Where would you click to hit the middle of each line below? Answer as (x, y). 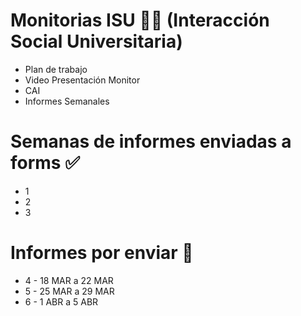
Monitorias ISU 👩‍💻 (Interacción (140, 20)
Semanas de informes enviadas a (151, 141)
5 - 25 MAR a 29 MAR (69, 291)
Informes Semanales (67, 101)
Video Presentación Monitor (82, 80)
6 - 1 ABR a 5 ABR (61, 301)
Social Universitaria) (96, 41)
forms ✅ (45, 163)
